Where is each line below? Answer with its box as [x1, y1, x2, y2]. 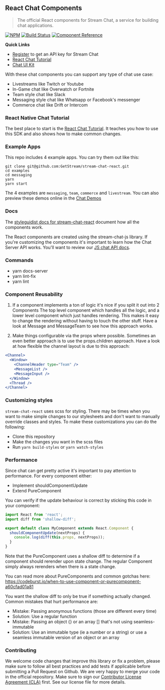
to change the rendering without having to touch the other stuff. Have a [12, 318, 157, 324]
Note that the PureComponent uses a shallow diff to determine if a [5, 553, 140, 559]
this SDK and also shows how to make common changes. [5, 131, 122, 137]
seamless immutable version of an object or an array [12, 635, 120, 640]
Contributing [5, 646, 37, 653]
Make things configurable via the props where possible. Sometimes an [12, 333, 156, 339]
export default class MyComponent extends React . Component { [5, 526, 134, 531]
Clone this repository [12, 433, 55, 439]
